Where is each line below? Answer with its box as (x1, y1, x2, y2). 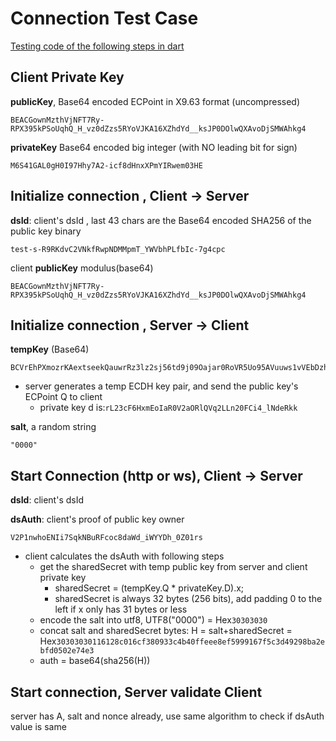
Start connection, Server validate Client (10, 683, 263, 701)
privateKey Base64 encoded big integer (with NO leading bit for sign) (10, 141, 298, 153)
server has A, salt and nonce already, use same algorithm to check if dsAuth (10, 710, 325, 722)
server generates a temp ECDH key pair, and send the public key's (24, 380, 299, 392)
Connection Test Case (10, 7, 199, 30)
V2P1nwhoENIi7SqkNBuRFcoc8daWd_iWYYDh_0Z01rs (10, 533, 203, 543)
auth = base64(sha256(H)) (39, 655, 151, 667)
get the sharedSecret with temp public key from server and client (39, 561, 308, 573)
